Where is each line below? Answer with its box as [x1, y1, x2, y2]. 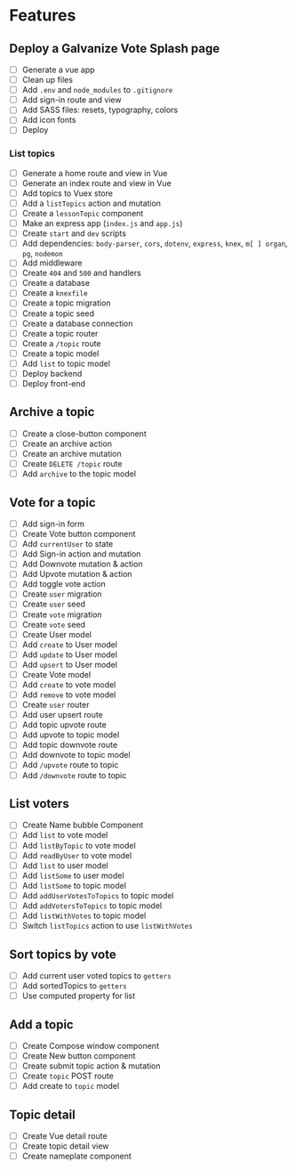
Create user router [21, 700, 90, 711]
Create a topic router [21, 328, 99, 338]
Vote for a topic [9, 495, 96, 510]
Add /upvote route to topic [21, 760, 119, 770]
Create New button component [21, 1050, 136, 1060]
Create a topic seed [21, 308, 95, 319]
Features [9, 5, 76, 26]
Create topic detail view [21, 1141, 109, 1151]
